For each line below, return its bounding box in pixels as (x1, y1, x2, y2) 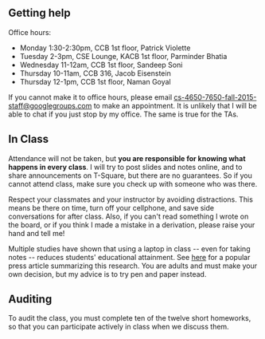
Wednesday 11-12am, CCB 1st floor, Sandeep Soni (19, 60, 183, 69)
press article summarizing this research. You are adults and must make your (8, 261, 258, 270)
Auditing (8, 293, 53, 306)
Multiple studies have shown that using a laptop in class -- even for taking (8, 243, 251, 254)
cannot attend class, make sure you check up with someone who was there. (8, 179, 258, 188)
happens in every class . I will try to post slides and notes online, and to (8, 162, 243, 171)
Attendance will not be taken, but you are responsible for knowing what (8, 153, 246, 163)
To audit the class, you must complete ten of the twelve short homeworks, (8, 313, 251, 323)
